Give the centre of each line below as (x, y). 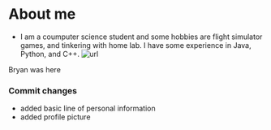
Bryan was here (34, 69)
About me (42, 14)
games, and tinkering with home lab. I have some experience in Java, (135, 45)
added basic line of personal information (88, 108)
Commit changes (43, 90)
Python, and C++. (49, 54)
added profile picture (55, 117)
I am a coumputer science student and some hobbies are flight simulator (141, 37)
